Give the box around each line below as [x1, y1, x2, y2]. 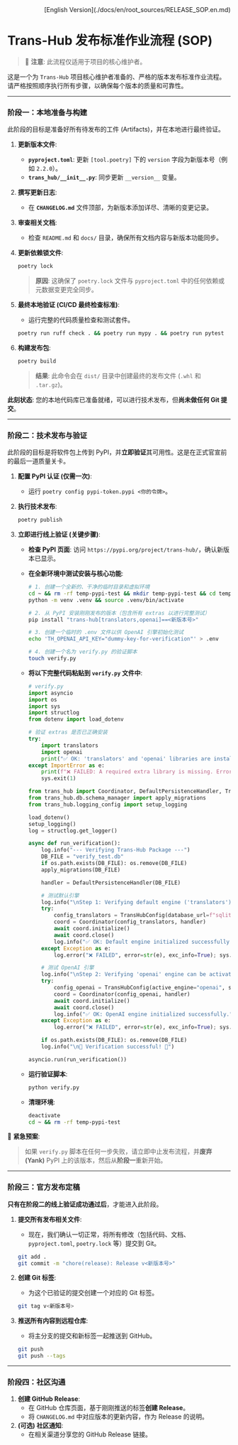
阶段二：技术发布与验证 [7, 430, 87, 440]
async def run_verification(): [28, 840, 121, 847]
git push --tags [17, 1353, 66, 1360]
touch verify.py [28, 655, 76, 662]
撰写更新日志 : [17, 188, 57, 197]
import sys [28, 702, 61, 710]
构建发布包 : [17, 343, 51, 352]
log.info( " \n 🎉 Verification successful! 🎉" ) [41, 1043, 175, 1051]
